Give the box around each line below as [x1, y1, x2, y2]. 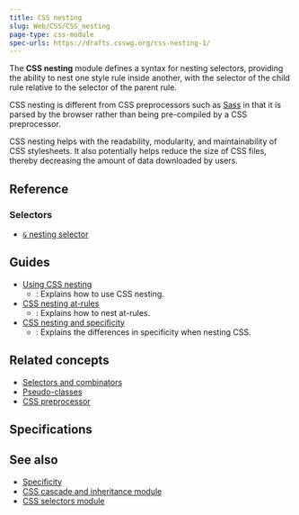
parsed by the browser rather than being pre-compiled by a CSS [9, 109, 248, 120]
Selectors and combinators [22, 376, 123, 387]
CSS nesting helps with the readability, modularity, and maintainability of [9, 136, 277, 147]
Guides [9, 255, 51, 270]
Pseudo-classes [22, 386, 83, 397]
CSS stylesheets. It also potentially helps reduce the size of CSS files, [9, 146, 267, 157]
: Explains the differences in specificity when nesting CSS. [35, 326, 251, 338]
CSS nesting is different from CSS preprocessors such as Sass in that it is [9, 100, 281, 111]
